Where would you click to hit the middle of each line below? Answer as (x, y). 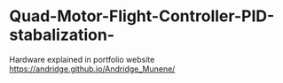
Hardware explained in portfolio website (82, 59)
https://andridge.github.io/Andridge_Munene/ (92, 69)
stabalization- (62, 35)
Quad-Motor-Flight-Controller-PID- (142, 16)
